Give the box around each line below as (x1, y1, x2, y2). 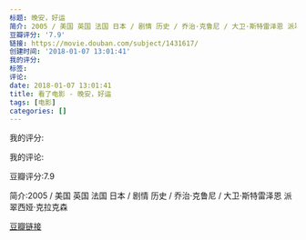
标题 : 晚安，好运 (9, 13, 66, 23)
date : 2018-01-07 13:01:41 (9, 81, 112, 90)
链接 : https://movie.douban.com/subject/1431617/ (9, 38, 199, 48)
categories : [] (9, 106, 67, 115)
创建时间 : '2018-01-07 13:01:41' (9, 47, 131, 56)
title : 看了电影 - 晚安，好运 (9, 89, 112, 98)
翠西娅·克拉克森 (9, 202, 68, 213)
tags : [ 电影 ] (9, 97, 56, 107)
